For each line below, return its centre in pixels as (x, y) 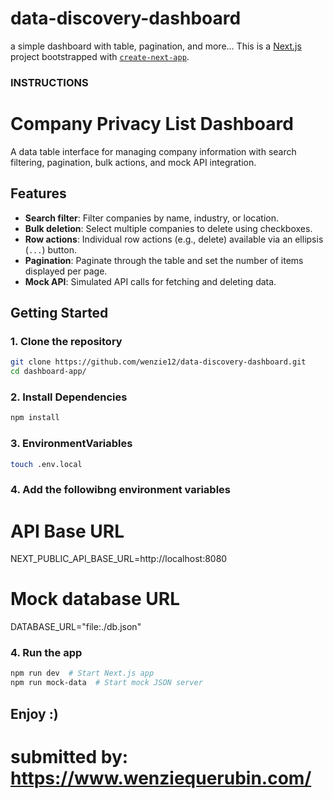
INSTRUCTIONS (49, 82)
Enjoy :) (34, 713)
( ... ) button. (51, 249)
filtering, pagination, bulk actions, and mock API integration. (133, 162)
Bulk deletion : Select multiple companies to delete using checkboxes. (168, 228)
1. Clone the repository (66, 341)
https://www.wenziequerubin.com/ (161, 778)
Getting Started (59, 313)
